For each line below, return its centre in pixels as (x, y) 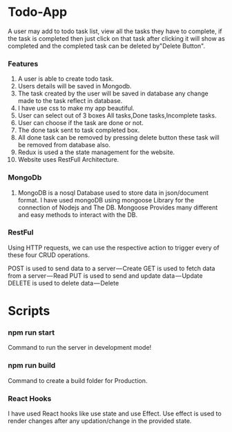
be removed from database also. (64, 145)
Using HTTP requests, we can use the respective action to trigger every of (114, 247)
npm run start (31, 332)
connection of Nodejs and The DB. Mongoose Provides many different (118, 207)
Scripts (29, 311)
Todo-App (38, 12)
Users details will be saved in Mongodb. (75, 86)
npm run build (32, 366)
